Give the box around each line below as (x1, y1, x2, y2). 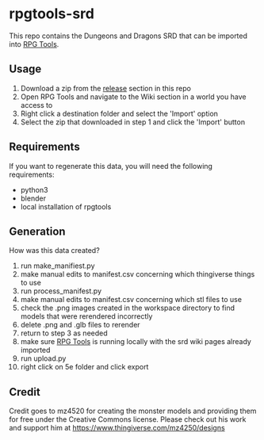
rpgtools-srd (9, 5, 94, 23)
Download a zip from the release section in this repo (20, 83, 191, 93)
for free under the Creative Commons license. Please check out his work (9, 415, 247, 424)
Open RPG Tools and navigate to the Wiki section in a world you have (20, 92, 247, 101)
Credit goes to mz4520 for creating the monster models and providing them (9, 406, 257, 416)
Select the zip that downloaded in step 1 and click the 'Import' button (20, 117, 245, 127)
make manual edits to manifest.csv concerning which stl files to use (20, 295, 243, 304)
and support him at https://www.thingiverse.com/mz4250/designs (9, 423, 225, 433)
